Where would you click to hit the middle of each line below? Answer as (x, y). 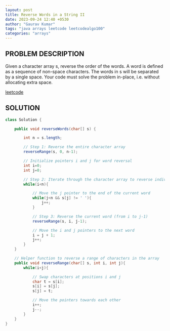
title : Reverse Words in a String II (45, 15)
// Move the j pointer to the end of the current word (91, 193)
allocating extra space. (29, 82)
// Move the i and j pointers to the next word (83, 230)
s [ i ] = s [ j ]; (46, 286)
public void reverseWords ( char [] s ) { (55, 129)
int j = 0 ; (33, 170)
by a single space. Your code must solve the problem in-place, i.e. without (82, 77)
